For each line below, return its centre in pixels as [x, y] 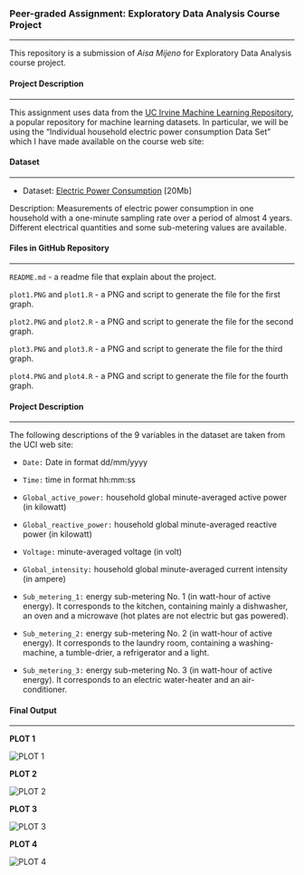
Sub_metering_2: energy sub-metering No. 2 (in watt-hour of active [147, 634]
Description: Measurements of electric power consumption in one [132, 208]
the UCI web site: [42, 445]
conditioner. [45, 690]
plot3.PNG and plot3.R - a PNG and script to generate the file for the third [146, 348]
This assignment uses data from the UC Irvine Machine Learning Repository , [152, 112]
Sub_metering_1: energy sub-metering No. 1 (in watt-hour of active [147, 597]
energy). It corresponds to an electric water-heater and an [131, 680]
